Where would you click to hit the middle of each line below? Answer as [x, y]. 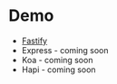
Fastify [34, 41]
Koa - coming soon [57, 60]
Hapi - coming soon [58, 70]
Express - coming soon [65, 50]
